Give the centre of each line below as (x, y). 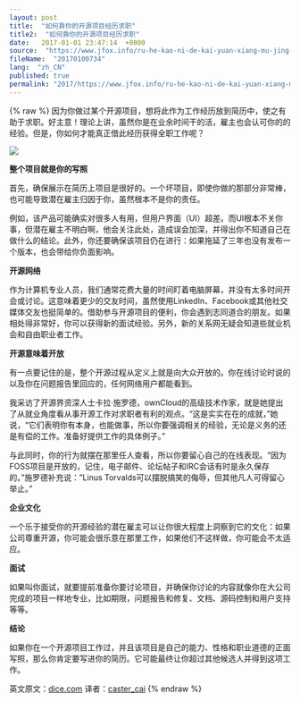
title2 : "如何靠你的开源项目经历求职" (75, 34)
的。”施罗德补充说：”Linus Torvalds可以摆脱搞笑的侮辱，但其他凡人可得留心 (147, 477)
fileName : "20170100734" (57, 59)
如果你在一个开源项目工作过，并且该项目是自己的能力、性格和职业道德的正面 (150, 647)
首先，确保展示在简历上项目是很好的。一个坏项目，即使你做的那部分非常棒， (150, 188)
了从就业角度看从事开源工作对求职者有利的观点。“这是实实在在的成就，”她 (144, 413)
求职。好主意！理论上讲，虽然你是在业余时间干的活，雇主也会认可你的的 (158, 122)
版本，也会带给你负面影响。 (67, 251)
